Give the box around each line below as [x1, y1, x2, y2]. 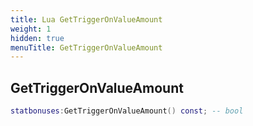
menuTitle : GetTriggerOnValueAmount [10, 42, 163, 53]
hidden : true [10, 33, 65, 43]
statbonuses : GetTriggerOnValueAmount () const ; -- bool [10, 106, 244, 116]
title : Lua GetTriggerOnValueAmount [10, 14, 163, 25]
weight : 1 [10, 24, 52, 34]
